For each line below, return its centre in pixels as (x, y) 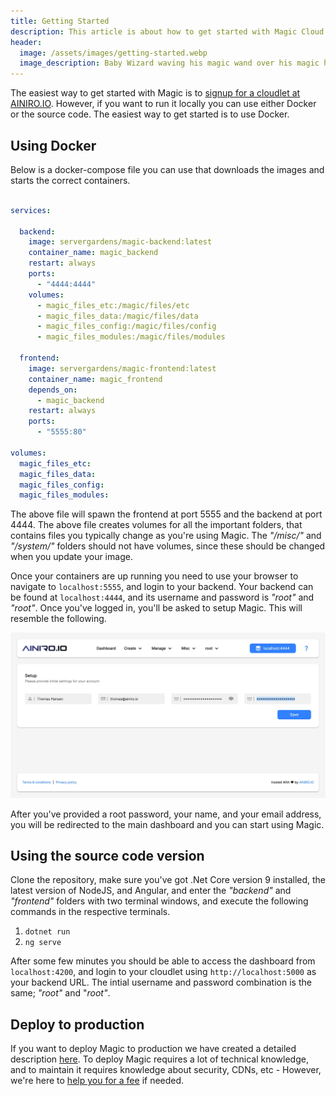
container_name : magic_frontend (95, 379)
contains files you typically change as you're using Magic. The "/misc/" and (166, 536)
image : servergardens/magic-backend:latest (120, 242)
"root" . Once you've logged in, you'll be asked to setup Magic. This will (156, 608)
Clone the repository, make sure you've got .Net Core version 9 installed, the (168, 880)
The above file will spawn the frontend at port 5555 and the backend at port (166, 514)
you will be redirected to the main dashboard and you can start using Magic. (167, 824)
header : (26, 42)
